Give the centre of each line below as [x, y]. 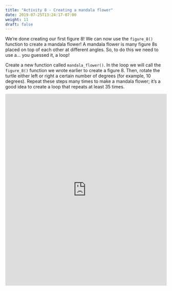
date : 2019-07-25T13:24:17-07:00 [41, 15]
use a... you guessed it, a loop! [38, 55]
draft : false [19, 24]
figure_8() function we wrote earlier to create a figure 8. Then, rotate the [83, 71]
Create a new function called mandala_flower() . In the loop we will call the [83, 65]
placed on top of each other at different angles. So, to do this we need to [82, 50]
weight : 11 [17, 19]
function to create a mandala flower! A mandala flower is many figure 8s [81, 44]
